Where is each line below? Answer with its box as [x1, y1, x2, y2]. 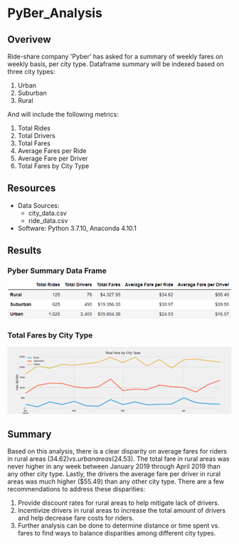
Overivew [7, 33, 51, 46]
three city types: [7, 68, 55, 75]
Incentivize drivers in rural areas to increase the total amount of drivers [17, 506, 226, 515]
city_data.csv [28, 209, 68, 217]
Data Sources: [17, 201, 60, 209]
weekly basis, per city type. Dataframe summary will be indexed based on [7, 60, 224, 68]
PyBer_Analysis [7, 5, 103, 21]
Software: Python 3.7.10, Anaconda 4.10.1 [17, 224, 137, 232]
